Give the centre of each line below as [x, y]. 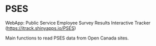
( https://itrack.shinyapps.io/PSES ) [41, 28]
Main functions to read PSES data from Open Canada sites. [67, 38]
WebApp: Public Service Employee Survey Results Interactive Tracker [78, 23]
